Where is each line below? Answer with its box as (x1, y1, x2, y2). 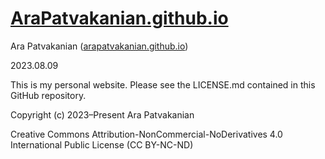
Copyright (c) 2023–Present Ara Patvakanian (10, 108, 195, 121)
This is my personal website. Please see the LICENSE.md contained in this (10, 78, 316, 91)
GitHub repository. (10, 89, 87, 101)
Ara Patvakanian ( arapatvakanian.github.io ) (10, 40, 189, 52)
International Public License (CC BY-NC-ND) (10, 138, 194, 151)
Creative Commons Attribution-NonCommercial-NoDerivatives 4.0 (10, 128, 283, 140)
